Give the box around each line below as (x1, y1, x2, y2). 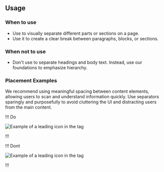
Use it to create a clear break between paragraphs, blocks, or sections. (12, 35, 159, 41)
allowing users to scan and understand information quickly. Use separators (5, 94, 160, 100)
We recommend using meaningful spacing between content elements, (5, 88, 150, 94)
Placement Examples (5, 77, 57, 84)
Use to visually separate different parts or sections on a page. (12, 30, 140, 36)
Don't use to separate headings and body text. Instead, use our (12, 59, 143, 65)
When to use (5, 19, 36, 26)
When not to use (5, 48, 46, 55)
